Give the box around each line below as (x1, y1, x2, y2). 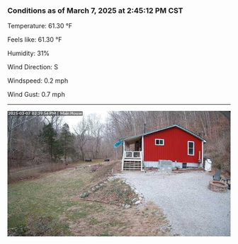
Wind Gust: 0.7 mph (7, 91, 65, 99)
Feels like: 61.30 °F (7, 35, 62, 44)
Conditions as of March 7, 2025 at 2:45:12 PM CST (7, 6, 183, 16)
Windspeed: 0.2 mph (7, 76, 69, 85)
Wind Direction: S (7, 63, 59, 71)
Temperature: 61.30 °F (7, 22, 73, 30)
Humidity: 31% (7, 49, 50, 58)
